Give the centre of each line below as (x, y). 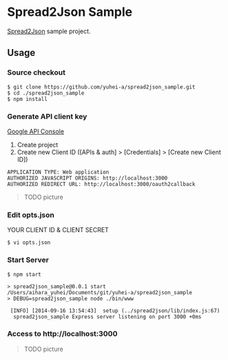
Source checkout (36, 73)
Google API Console (35, 131)
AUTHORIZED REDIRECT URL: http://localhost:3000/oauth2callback (101, 184)
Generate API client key (47, 116)
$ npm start (24, 274)
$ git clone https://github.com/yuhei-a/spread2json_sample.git (101, 87)
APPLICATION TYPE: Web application (58, 172)
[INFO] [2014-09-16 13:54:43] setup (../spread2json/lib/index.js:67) (115, 311)
